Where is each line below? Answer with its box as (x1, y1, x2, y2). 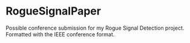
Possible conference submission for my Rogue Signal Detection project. (5, 24, 185, 31)
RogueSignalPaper (5, 4, 101, 18)
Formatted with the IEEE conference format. (5, 30, 115, 38)
